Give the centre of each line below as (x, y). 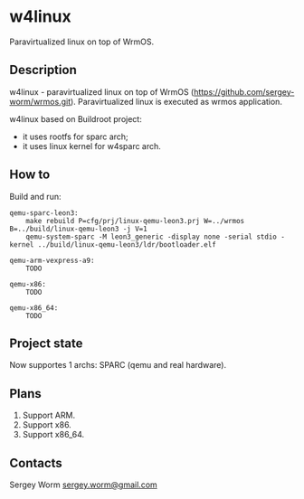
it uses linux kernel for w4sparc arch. (91, 146)
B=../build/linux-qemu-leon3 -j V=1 (78, 229)
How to (30, 175)
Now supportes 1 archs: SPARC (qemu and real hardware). (118, 365)
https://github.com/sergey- (244, 91)
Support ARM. (48, 415)
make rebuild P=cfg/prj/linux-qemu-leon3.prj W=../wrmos (135, 221)
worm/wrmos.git (40, 101)
